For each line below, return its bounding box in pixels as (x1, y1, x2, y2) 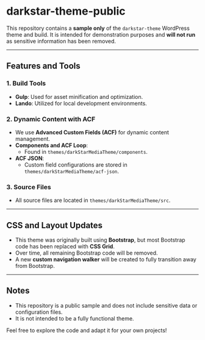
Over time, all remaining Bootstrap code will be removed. (15, 249, 158, 257)
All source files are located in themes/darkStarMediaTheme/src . (15, 197, 171, 204)
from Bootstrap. (15, 262, 55, 270)
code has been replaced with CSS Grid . (15, 243, 115, 250)
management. (15, 135, 51, 142)
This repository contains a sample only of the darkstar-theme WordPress (6, 24, 190, 32)
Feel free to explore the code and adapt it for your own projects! (6, 327, 167, 334)
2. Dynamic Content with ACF (6, 115, 96, 123)
